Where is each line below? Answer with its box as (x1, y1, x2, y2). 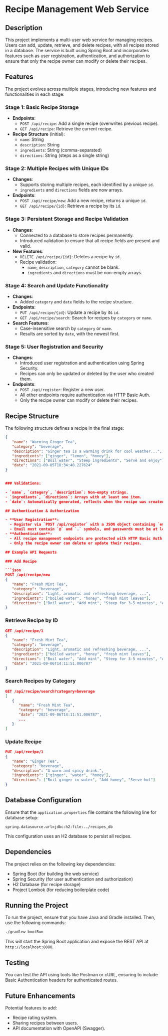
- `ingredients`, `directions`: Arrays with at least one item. (5, 494, 142, 499)
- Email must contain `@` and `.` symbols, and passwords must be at (9, 527, 158, 532)
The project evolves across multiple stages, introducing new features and (5, 86, 156, 92)
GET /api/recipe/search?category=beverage (5, 688, 95, 694)
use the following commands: (5, 920, 66, 926)
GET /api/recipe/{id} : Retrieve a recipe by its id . (19, 203, 121, 209)
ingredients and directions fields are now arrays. (19, 187, 123, 193)
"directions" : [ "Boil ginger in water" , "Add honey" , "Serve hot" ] (11, 777, 155, 783)
